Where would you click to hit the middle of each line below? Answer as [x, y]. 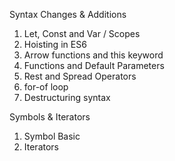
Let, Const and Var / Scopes [82, 33]
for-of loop [46, 87]
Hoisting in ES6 [55, 44]
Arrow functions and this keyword [93, 55]
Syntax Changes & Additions [68, 14]
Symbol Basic [52, 136]
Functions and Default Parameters [94, 65]
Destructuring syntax [67, 97]
